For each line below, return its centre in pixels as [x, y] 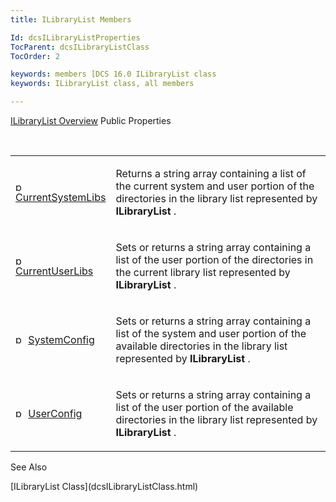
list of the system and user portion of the [211, 333]
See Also [29, 467]
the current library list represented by [203, 272]
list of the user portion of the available [204, 407]
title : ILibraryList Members [71, 19]
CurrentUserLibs [54, 271]
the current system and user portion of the [215, 186]
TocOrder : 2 [35, 56]
